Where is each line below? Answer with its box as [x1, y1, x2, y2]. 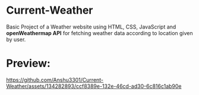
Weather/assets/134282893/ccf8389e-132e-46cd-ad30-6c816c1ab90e [6, 83, 182, 90]
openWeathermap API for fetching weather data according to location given [6, 29, 193, 36]
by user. [6, 36, 26, 43]
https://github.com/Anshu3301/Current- [6, 76, 104, 83]
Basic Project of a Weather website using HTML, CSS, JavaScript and [6, 23, 176, 30]
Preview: [6, 57, 50, 70]
